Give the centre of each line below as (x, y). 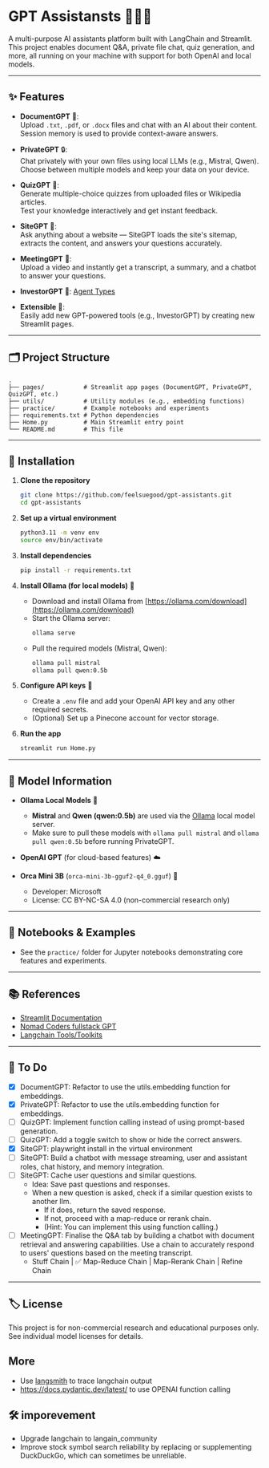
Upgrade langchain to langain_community (88, 1438)
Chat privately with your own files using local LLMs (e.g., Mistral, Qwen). (139, 160)
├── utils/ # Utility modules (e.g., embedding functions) (127, 401)
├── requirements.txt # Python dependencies (84, 415)
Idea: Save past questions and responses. (101, 1184)
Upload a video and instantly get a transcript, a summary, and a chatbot (138, 267)
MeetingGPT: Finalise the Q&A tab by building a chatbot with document (137, 1235)
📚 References (44, 994)
